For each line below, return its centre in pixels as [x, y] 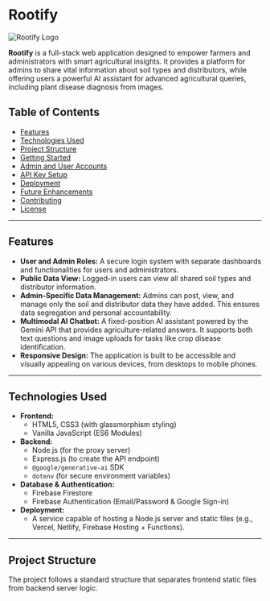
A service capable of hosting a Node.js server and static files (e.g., [142, 519]
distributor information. [58, 287]
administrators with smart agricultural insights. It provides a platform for [127, 61]
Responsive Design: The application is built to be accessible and [128, 355]
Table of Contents [54, 112]
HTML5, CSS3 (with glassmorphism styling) [104, 425]
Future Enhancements [56, 192]
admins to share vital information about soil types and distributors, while [128, 69]
